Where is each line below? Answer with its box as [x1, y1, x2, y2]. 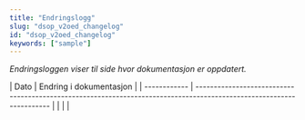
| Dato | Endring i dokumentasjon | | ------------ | [9, 81, 194, 92]
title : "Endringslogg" [9, 13, 96, 23]
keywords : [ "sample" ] [9, 38, 92, 48]
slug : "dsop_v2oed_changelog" [9, 22, 125, 31]
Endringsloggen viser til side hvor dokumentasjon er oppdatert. [9, 64, 248, 75]
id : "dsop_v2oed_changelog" [9, 30, 117, 39]
